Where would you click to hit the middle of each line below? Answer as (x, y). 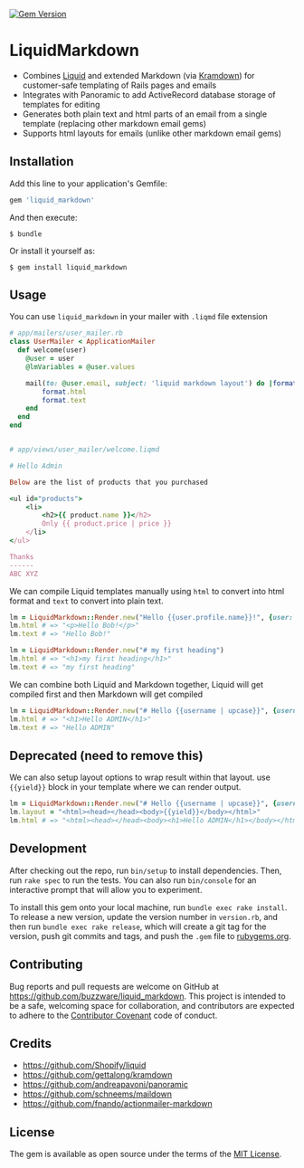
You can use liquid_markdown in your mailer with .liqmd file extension (139, 317)
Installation (42, 161)
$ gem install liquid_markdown (68, 267)
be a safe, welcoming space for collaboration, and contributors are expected (152, 1005)
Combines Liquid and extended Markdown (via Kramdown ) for (138, 75)
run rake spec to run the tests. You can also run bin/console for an (133, 880)
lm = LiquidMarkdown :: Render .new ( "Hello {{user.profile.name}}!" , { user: (152, 617)
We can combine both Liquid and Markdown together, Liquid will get (137, 684)
